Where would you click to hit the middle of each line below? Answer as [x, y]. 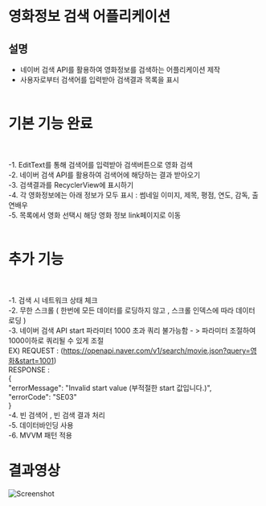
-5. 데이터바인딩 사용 [41, 425]
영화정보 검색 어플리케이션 [90, 17]
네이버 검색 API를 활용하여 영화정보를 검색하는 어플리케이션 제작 [120, 70]
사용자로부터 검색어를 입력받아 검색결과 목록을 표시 [99, 80]
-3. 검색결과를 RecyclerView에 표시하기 [71, 185]
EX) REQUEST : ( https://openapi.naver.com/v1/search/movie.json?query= [129, 350]
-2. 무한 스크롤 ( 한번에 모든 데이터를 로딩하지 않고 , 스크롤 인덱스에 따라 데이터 [132, 310]
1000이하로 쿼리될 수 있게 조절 [56, 340]
